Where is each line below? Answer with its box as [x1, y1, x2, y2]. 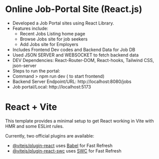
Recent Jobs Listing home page [19, 30, 85, 36]
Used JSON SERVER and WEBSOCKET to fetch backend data [12, 51, 139, 58]
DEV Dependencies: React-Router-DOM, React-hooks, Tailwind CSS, [12, 57, 154, 63]
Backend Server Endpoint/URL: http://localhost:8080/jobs [12, 78, 131, 84]
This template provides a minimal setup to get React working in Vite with [5, 117, 154, 123]
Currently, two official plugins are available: [5, 132, 94, 138]
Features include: [12, 25, 48, 31]
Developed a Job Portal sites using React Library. [12, 20, 114, 26]
